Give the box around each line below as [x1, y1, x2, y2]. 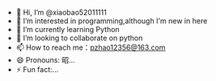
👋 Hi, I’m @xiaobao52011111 [15, 8, 107, 17]
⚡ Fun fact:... [15, 65, 59, 74]
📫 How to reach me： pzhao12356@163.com [15, 43, 166, 52]
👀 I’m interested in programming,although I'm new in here [15, 16, 208, 26]
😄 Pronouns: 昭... [15, 55, 75, 64]
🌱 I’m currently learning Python [15, 25, 120, 34]
